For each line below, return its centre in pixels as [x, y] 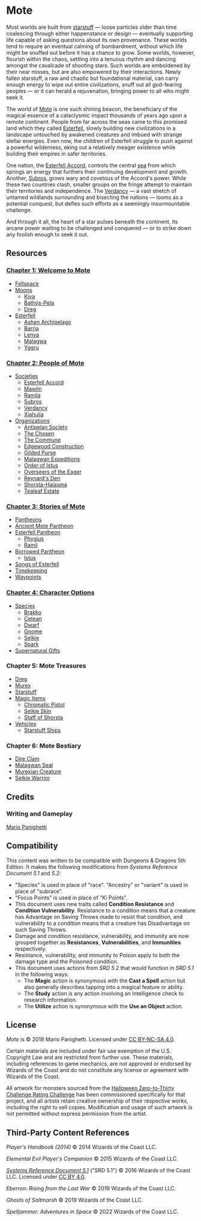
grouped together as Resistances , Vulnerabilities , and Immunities [98, 942]
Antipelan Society [46, 427]
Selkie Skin [37, 711]
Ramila [32, 395]
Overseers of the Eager [53, 472]
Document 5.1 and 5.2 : [34, 873]
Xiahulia [34, 414]
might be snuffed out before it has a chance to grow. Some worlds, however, [100, 52]
